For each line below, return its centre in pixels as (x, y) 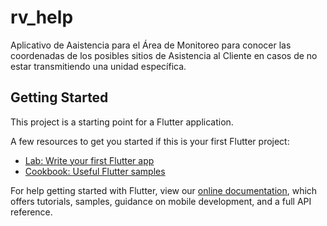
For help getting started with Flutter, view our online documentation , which (164, 190)
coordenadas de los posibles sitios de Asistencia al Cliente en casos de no (164, 55)
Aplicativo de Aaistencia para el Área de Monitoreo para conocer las (151, 45)
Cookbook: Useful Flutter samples (95, 171)
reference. (31, 212)
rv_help (42, 17)
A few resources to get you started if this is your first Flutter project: (150, 141)
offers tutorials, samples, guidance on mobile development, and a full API (161, 201)
